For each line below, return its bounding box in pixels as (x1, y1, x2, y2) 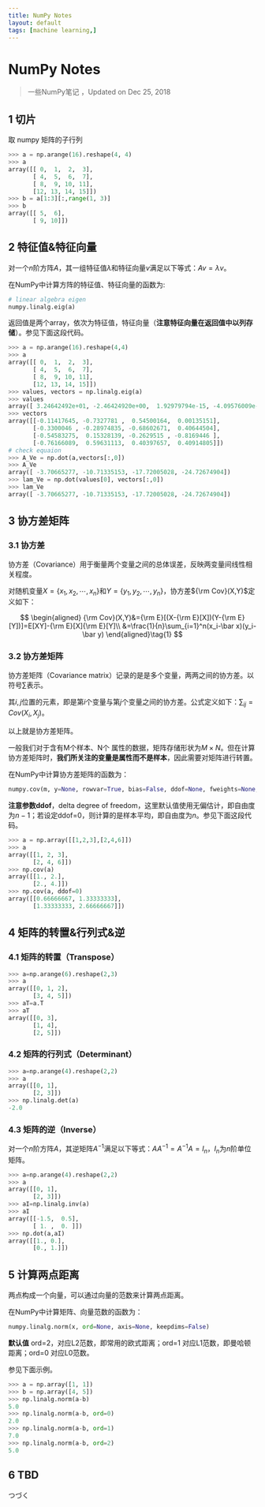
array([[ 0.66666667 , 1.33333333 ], (8, 895, 122, 903)
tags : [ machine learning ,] (8, 26, 97, 34)
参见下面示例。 (8, 1364, 57, 1374)
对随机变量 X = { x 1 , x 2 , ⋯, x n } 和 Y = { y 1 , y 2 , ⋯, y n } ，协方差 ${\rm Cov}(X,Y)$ (8, 585, 248, 597)
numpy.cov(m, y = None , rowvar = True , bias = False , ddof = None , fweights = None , (8, 786, 259, 794)
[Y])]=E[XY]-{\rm (8, 621, 65, 631)
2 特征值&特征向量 (8, 241, 97, 254)
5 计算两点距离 (8, 1268, 80, 1281)
